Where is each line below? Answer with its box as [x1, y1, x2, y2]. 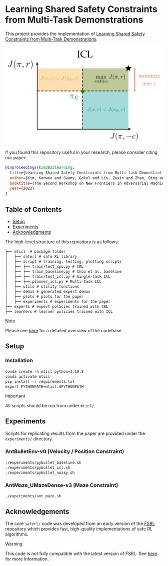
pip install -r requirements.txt [5, 379, 75, 384]
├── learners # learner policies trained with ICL [5, 309, 113, 314]
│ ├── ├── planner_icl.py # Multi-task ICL [5, 279, 101, 284]
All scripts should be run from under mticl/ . [5, 402, 95, 408]
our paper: [5, 154, 27, 161]
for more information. [5, 555, 49, 561]
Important [5, 393, 25, 399]
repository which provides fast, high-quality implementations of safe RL [5, 525, 152, 531]
